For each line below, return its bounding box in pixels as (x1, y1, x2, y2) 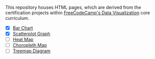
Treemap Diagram (12, 48, 51, 54)
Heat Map (12, 37, 34, 43)
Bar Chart (12, 25, 33, 31)
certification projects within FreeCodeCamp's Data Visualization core (5, 10, 150, 16)
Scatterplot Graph (12, 31, 50, 37)
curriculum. (5, 15, 30, 21)
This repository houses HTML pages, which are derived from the (5, 5, 141, 10)
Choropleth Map (12, 42, 47, 48)
